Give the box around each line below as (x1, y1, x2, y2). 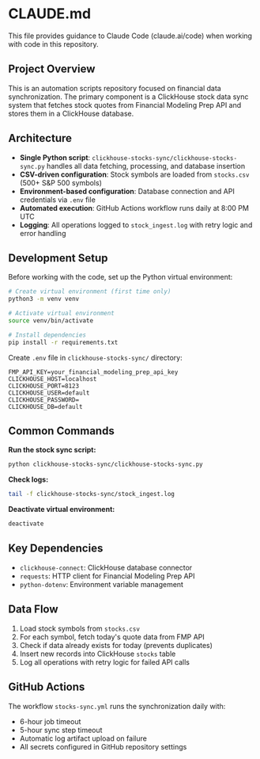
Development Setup (8, 251, 108, 265)
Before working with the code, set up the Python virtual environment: (8, 273, 233, 282)
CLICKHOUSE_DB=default (8, 402, 83, 410)
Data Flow (8, 603, 58, 616)
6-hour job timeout (19, 716, 81, 726)
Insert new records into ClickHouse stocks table (19, 649, 176, 658)
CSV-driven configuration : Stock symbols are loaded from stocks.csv (19, 170, 250, 179)
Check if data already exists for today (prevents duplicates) (19, 640, 213, 650)
